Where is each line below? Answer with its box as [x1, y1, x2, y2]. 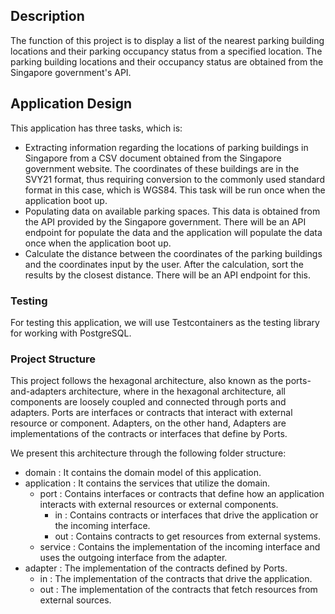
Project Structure [10, 352, 96, 366]
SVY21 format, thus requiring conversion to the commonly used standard [24, 173, 325, 185]
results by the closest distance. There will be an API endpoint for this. [24, 269, 312, 281]
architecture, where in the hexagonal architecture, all [68, 385, 286, 398]
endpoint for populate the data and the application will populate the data [24, 226, 323, 238]
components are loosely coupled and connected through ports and [10, 396, 287, 408]
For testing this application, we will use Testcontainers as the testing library [10, 316, 320, 328]
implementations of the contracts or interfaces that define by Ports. [10, 428, 288, 440]
